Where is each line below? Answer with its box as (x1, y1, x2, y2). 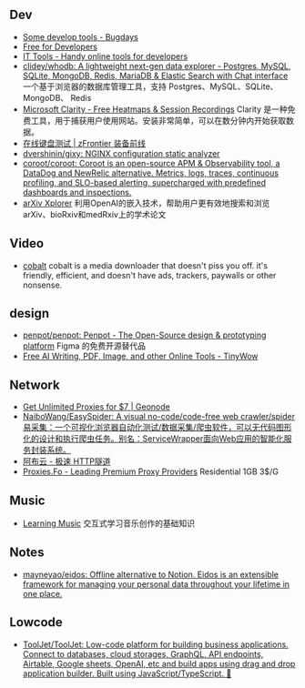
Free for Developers (22, 41, 98, 52)
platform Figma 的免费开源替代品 (22, 340, 147, 351)
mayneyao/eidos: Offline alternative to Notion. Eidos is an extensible (22, 569, 280, 580)
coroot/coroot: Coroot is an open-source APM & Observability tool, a (22, 157, 280, 168)
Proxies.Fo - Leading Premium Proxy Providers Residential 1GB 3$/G (22, 466, 280, 477)
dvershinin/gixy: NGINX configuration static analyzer (22, 147, 220, 158)
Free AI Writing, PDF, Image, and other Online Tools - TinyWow (22, 350, 259, 362)
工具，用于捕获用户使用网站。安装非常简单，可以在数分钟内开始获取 (30, 115, 287, 126)
